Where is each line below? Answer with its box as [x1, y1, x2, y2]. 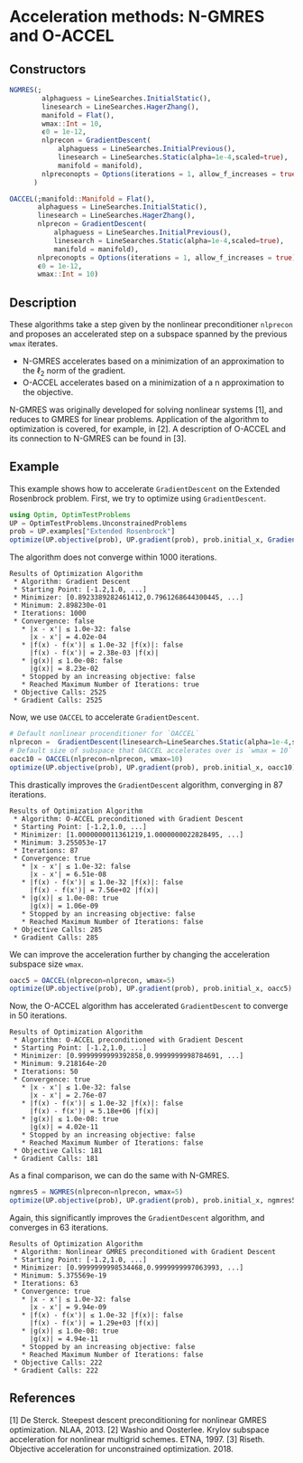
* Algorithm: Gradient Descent [13, 577, 131, 587]
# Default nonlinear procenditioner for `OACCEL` [9, 730, 200, 739]
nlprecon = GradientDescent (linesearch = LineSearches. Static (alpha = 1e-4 [9, 738, 289, 747]
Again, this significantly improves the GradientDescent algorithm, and [9, 1213, 265, 1223]
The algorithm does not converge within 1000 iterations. [9, 552, 217, 562]
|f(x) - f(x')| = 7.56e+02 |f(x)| [29, 885, 160, 894]
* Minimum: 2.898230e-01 [13, 601, 106, 610]
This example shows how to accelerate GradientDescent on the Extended [9, 483, 280, 494]
